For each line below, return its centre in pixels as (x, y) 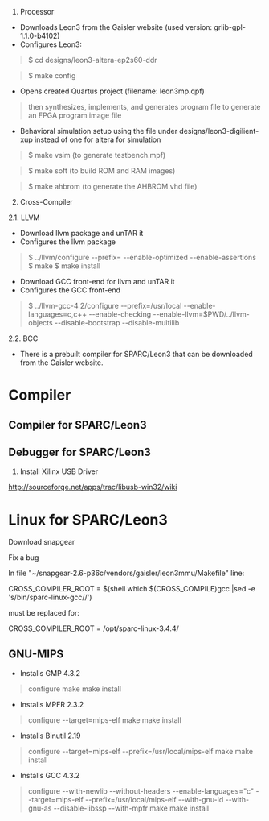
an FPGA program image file (75, 115)
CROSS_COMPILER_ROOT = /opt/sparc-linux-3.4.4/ (94, 628)
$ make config (52, 75)
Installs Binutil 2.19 (50, 736)
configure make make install (75, 689)
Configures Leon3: (51, 44)
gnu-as (40, 808)
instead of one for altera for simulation (98, 139)
